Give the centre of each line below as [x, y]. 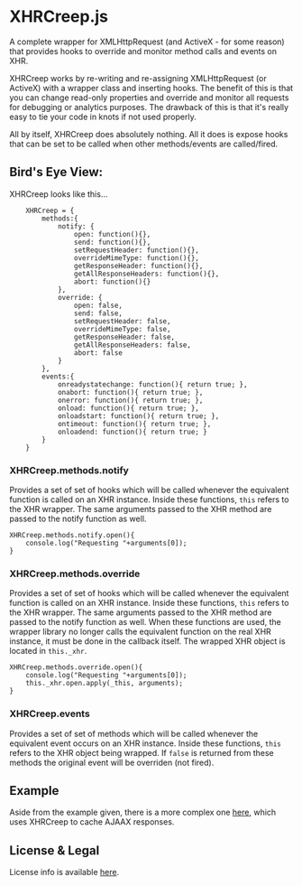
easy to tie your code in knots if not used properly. [103, 117]
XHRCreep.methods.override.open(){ [76, 667]
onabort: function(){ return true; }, [130, 392]
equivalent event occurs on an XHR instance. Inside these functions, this [146, 743]
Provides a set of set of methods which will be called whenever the [134, 733]
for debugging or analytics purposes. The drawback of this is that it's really [149, 107]
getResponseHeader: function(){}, [138, 266]
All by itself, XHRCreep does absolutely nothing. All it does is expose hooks [149, 134]
